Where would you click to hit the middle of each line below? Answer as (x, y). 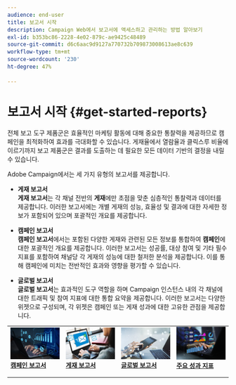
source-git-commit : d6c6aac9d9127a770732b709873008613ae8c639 (100, 45)
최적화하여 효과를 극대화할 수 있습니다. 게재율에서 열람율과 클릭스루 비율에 (127, 141)
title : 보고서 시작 (32, 22)
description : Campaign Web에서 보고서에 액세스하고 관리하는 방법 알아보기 (105, 30)
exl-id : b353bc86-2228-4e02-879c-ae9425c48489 (77, 37)
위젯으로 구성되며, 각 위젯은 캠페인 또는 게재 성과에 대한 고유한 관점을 (112, 306)
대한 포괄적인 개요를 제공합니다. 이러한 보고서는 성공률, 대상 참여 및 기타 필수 (122, 248)
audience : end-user (36, 15)
